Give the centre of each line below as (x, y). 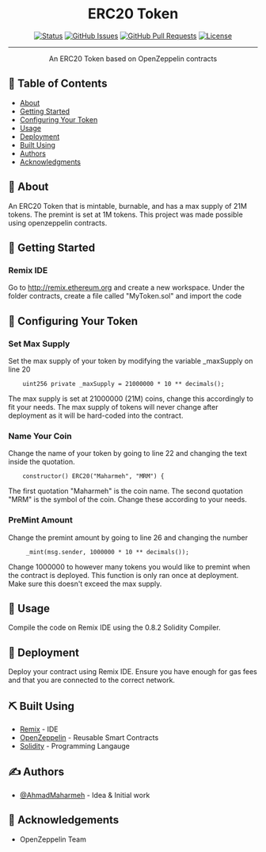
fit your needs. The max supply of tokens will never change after (113, 407)
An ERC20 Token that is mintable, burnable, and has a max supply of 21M (128, 206)
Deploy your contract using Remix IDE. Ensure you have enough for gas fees (133, 672)
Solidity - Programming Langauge (75, 746)
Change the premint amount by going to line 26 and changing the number (128, 538)
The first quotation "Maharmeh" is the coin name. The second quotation (126, 491)
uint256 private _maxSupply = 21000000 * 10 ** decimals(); (123, 384)
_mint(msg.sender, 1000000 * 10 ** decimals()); (108, 552)
